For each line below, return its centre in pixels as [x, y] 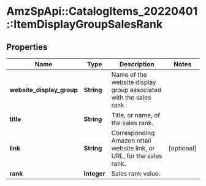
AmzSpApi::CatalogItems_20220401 [102, 11]
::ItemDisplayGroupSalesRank [85, 24]
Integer [94, 173]
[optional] [182, 148]
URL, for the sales [137, 156]
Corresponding [133, 133]
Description [137, 64]
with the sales [131, 98]
